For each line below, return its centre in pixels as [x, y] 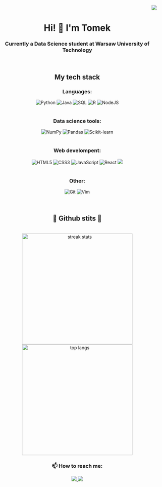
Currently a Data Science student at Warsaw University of [77, 44]
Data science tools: [77, 121]
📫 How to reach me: [77, 466]
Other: [77, 181]
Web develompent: [77, 151]
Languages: [77, 91]
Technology [77, 50]
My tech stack [77, 77]
